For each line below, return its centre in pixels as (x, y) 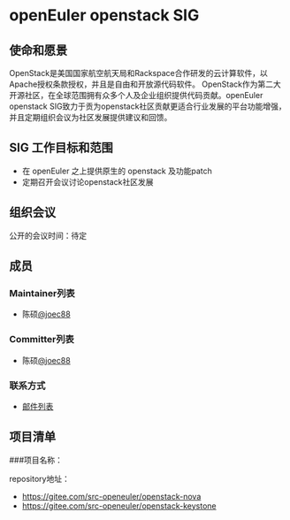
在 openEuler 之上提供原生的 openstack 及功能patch (117, 171)
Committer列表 (42, 340)
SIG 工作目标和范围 (61, 148)
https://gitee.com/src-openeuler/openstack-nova (111, 496)
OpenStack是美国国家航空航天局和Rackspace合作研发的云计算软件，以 (138, 73)
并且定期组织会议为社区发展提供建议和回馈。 (91, 117)
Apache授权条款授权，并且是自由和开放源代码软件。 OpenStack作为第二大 (145, 84)
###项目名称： (36, 460)
